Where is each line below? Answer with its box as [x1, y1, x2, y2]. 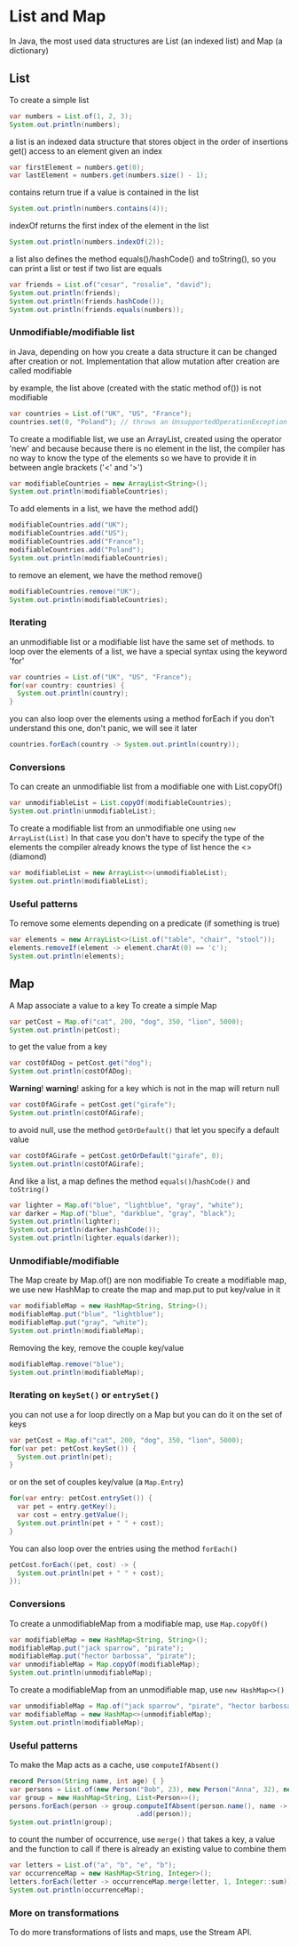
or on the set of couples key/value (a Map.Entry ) [9, 1476, 184, 1487]
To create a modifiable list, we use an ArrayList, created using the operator [9, 433, 282, 444]
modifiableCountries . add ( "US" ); [9, 529, 129, 538]
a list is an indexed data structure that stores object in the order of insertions [9, 136, 288, 147]
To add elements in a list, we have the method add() [9, 503, 199, 514]
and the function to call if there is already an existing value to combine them [9, 1844, 286, 1854]
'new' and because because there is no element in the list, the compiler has [9, 443, 286, 454]
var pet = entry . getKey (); [17, 1502, 117, 1511]
